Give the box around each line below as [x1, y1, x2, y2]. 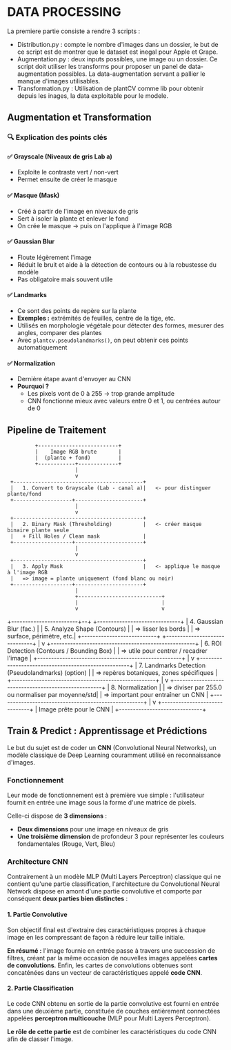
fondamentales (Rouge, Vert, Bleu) [17, 840, 116, 848]
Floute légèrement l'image [17, 253, 92, 261]
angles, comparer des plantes [17, 329, 102, 337]
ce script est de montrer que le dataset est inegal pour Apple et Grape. [17, 48, 219, 56]
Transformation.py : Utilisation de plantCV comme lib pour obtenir [17, 84, 204, 92]
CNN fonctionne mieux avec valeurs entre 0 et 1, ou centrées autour [27, 397, 221, 405]
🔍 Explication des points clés [7, 132, 108, 142]
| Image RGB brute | [34, 449, 122, 456]
